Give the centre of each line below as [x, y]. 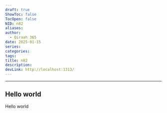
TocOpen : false [21, 19]
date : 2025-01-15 [23, 42]
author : [13, 33]
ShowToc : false [21, 14]
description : [19, 65]
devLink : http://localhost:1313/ [40, 70]
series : [13, 47]
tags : [11, 56]
